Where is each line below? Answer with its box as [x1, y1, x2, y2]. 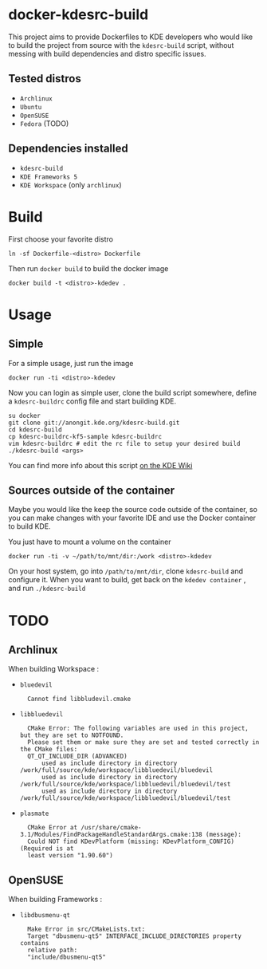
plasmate [19, 809, 49, 818]
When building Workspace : [8, 664, 100, 674]
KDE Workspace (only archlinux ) [19, 179, 122, 189]
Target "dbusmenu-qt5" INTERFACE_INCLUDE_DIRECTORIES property [27, 932, 241, 940]
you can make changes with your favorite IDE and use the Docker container [8, 513, 257, 523]
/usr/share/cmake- [80, 824, 142, 832]
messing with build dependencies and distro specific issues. [8, 49, 206, 58]
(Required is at [19, 845, 74, 853]
